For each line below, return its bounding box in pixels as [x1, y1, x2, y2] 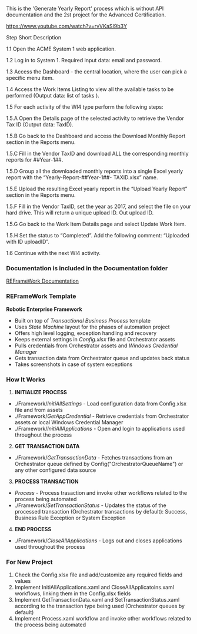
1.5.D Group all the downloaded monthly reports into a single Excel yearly [6, 167, 183, 175]
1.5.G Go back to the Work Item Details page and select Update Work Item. [6, 220, 186, 227]
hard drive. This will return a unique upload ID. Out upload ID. [6, 209, 154, 216]
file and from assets [14, 406, 63, 413]
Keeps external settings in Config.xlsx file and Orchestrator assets [14, 336, 175, 343]
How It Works [6, 375, 46, 384]
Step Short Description [6, 34, 62, 41]
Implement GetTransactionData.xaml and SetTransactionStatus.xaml [14, 596, 180, 603]
